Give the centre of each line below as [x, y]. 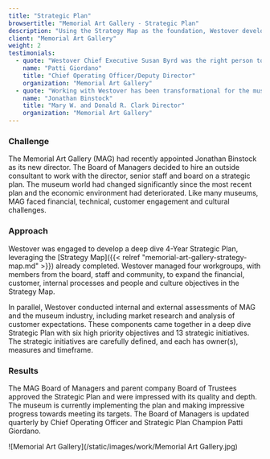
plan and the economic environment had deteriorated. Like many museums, [133, 193]
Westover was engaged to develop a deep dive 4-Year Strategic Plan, [123, 248]
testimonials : [32, 53]
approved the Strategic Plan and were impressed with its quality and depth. [133, 396]
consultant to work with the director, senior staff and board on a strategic [129, 176]
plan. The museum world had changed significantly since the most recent [130, 184]
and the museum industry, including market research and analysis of [122, 316]
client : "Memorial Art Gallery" [62, 38]
